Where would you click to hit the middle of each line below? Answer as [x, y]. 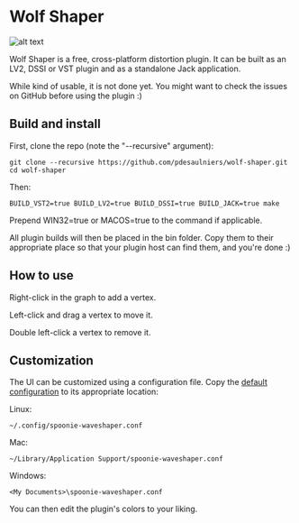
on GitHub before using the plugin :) [76, 96]
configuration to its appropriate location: [84, 392]
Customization [52, 360]
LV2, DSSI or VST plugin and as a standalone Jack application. [125, 69]
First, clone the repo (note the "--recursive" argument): [112, 145]
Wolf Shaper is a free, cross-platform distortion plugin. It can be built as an [148, 59]
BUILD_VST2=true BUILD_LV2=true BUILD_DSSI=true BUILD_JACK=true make [145, 203]
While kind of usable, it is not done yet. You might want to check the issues [149, 86]
